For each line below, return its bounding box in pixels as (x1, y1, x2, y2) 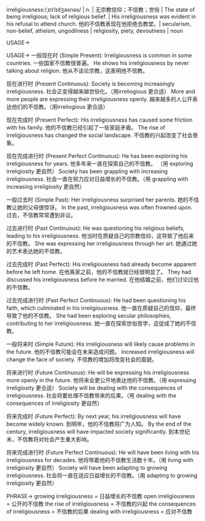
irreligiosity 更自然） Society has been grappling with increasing (6, 168, 168, 174)
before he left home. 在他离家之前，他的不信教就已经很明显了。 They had (6, 268, 192, 275)
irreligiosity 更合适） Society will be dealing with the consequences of (6, 384, 182, 391)
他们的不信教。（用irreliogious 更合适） (11, 103, 109, 110)
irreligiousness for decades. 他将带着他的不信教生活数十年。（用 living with (6, 456, 194, 463)
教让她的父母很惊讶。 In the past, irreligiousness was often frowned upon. (6, 204, 193, 211)
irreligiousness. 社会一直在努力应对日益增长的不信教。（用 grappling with (6, 175, 188, 182)
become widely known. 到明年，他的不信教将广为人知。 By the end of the (6, 420, 192, 428)
